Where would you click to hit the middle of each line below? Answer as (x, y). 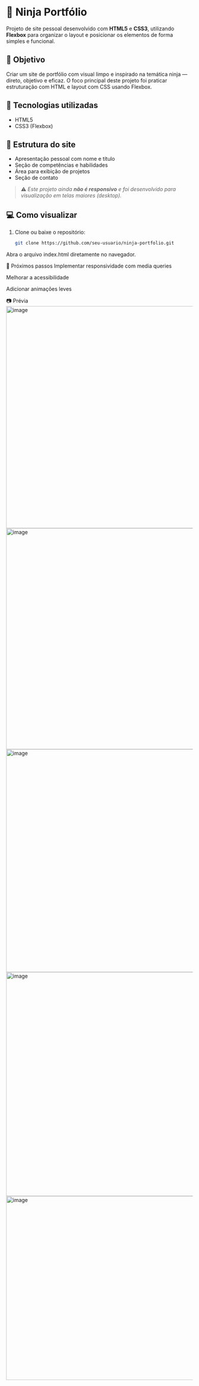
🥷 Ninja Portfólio (47, 12)
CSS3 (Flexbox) (34, 126)
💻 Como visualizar (42, 215)
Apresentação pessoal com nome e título (65, 159)
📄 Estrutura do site (41, 144)
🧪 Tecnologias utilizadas (52, 105)
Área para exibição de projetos (52, 171)
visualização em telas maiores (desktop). (71, 196)
